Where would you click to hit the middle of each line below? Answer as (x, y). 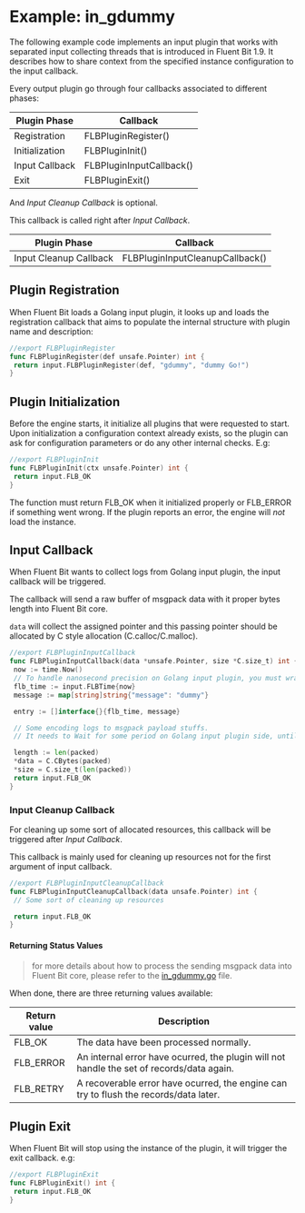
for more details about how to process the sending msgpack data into (162, 966)
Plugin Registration (64, 290)
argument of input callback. (61, 866)
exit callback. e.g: (42, 1158)
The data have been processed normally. (164, 1042)
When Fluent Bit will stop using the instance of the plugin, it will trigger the (148, 1148)
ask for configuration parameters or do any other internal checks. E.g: (140, 443)
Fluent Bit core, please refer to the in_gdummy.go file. (132, 975)
